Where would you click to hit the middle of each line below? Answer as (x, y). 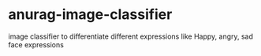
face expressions (36, 44)
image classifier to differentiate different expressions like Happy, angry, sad (131, 36)
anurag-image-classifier (90, 15)
